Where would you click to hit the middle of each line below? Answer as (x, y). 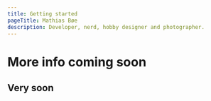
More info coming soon (77, 62)
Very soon (31, 88)
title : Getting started (43, 14)
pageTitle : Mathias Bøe (43, 20)
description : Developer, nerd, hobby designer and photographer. (106, 27)
